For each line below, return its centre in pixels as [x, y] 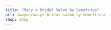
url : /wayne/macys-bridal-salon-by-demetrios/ [56, 15]
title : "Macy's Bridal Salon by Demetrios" [52, 10]
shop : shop [17, 19]
